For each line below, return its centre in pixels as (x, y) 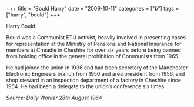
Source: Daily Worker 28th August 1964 (54, 98)
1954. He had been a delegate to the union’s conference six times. (86, 86)
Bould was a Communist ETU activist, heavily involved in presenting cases (96, 37)
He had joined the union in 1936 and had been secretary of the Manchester (97, 68)
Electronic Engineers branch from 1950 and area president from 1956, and (96, 74)
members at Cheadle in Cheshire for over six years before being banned (93, 50)
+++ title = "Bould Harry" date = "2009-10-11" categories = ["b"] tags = (93, 9)
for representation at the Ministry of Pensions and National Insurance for (94, 44)
